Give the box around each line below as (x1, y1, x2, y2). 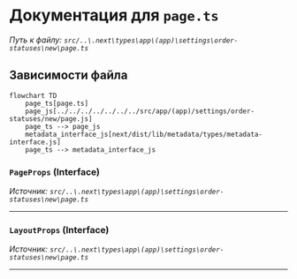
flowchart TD (9, 91, 57, 100)
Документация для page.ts (9, 5, 219, 26)
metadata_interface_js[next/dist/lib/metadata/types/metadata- (25, 130, 263, 139)
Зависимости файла (9, 68, 128, 83)
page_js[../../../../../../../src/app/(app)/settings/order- (25, 107, 255, 116)
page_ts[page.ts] (25, 99, 89, 108)
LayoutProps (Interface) (9, 223, 110, 236)
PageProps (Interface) (9, 165, 100, 177)
